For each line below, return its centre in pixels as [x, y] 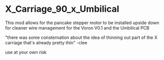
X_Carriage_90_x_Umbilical [62, 9]
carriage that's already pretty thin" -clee [46, 42]
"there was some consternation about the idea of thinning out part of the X [81, 37]
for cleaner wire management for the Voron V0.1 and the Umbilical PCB [77, 28]
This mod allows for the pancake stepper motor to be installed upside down [82, 23]
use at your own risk [26, 52]
